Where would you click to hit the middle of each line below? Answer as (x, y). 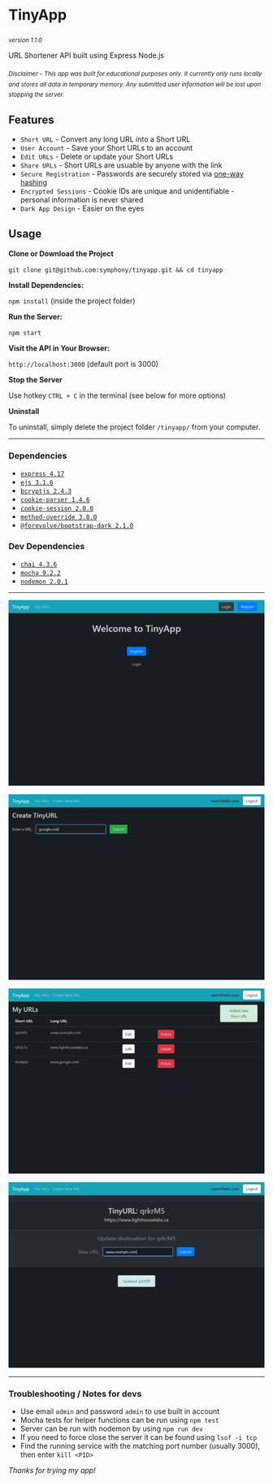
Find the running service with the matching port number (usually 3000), (140, 1446)
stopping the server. (37, 95)
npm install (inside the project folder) (72, 301)
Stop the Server (36, 379)
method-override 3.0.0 (58, 517)
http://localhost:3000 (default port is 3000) (84, 364)
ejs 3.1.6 (37, 483)
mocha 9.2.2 (40, 574)
